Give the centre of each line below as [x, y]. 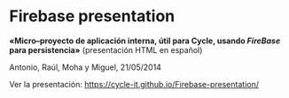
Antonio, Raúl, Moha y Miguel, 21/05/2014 [86, 67]
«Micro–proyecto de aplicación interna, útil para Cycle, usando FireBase [145, 41]
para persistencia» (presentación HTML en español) [106, 49]
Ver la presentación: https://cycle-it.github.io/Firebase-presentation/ [134, 84]
